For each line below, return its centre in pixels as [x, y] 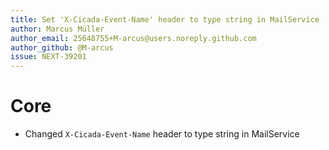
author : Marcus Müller [57, 29]
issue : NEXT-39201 [48, 57]
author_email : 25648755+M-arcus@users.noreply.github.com [133, 38]
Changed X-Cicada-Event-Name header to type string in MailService [162, 134]
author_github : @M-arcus [62, 47]
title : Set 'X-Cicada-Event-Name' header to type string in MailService [165, 19]
